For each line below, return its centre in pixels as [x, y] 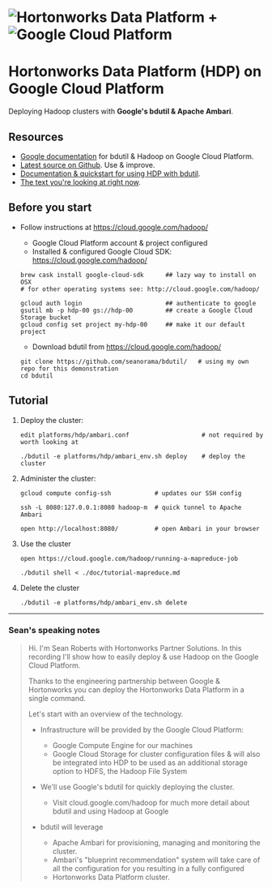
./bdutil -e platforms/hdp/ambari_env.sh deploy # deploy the [132, 456]
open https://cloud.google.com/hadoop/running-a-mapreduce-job [129, 558]
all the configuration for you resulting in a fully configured [148, 868]
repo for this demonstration [69, 369]
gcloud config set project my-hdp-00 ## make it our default [132, 324]
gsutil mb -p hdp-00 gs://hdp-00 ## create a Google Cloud [136, 310]
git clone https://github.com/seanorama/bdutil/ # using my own [134, 361]
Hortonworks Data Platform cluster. [111, 877]
